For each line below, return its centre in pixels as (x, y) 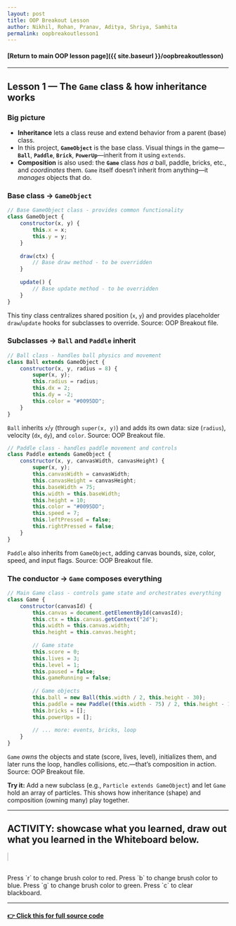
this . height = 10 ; (59, 500)
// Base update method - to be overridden (96, 289)
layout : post (26, 14)
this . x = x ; (50, 230)
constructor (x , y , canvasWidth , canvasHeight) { (92, 461)
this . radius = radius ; (66, 382)
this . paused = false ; (64, 672)
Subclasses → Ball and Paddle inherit (72, 341)
